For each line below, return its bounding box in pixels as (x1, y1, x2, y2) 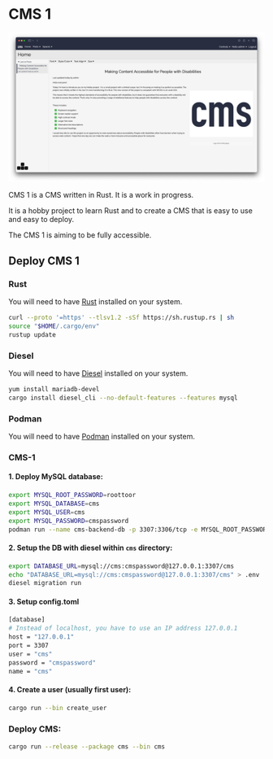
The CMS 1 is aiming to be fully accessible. (8, 230, 152, 240)
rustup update (8, 330, 57, 338)
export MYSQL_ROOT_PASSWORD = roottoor (8, 491, 136, 499)
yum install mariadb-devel (8, 385, 100, 393)
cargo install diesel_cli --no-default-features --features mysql (8, 394, 238, 402)
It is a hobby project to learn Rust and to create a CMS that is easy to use (8, 206, 253, 216)
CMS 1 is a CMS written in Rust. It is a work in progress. (8, 190, 194, 200)
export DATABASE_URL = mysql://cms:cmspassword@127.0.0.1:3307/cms (8, 562, 234, 570)
